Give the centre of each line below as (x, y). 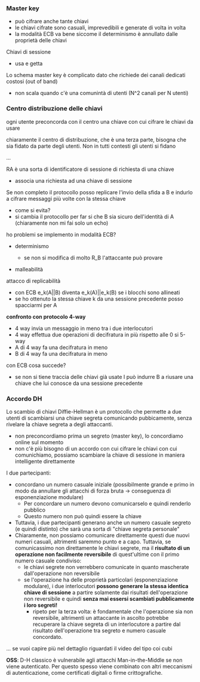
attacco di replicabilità (33, 281)
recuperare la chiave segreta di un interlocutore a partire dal (107, 624)
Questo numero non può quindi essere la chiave (83, 516)
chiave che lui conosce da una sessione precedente (79, 383)
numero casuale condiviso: (48, 561)
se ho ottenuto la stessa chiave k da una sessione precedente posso (99, 299)
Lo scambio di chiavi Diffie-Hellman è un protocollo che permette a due (94, 411)
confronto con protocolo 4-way (46, 316)
